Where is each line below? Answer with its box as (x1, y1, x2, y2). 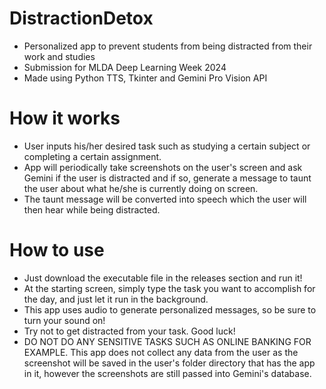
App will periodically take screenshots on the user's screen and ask (23, 161, 303, 173)
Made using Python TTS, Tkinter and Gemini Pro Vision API (23, 72, 268, 84)
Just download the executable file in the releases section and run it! (23, 272, 303, 284)
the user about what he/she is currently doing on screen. (23, 182, 259, 194)
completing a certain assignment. (23, 150, 162, 162)
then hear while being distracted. (23, 203, 161, 216)
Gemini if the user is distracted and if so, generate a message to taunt (23, 172, 312, 184)
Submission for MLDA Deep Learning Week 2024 (23, 61, 227, 73)
